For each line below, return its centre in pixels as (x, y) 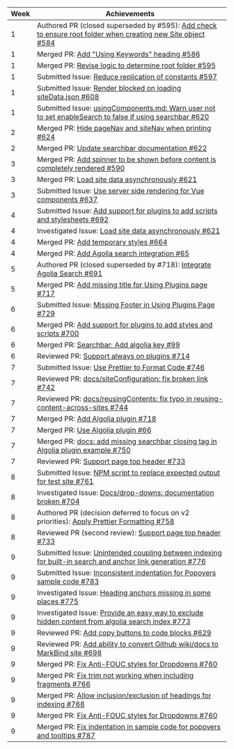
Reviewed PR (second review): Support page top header (129, 533)
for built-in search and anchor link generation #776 (122, 561)
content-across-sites (73, 408)
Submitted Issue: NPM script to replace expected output (129, 473)
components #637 (68, 199)
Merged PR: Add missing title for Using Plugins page (122, 285)
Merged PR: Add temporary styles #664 (102, 242)
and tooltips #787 (66, 735)
